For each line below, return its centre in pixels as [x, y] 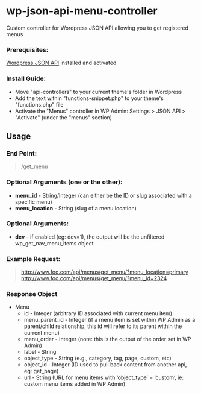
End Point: [22, 153]
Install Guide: [26, 78]
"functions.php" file [39, 104]
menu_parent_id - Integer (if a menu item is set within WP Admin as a [110, 320]
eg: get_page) [41, 371]
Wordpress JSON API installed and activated [61, 63]
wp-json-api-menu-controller [82, 11]
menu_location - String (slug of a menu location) [76, 208]
